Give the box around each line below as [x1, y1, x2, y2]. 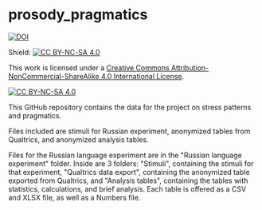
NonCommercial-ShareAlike [8, 71, 100, 81]
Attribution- [170, 62, 209, 73]
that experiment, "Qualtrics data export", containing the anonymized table [8, 167, 250, 176]
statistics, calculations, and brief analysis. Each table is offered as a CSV [8, 184, 247, 193]
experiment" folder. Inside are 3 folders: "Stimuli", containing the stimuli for [8, 158, 254, 168]
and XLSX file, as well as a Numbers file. [8, 192, 141, 202]
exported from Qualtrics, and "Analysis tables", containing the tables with [8, 176, 248, 185]
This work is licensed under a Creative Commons [8, 62, 170, 73]
